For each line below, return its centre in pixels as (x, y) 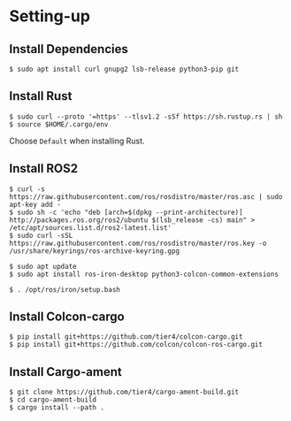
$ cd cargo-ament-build (53, 400)
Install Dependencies (69, 49)
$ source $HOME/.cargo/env (59, 124)
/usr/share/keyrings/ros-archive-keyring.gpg (94, 251)
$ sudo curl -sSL (41, 235)
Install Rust (41, 96)
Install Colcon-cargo (67, 317)
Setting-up (50, 16)
